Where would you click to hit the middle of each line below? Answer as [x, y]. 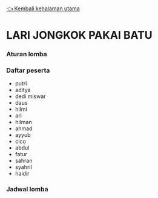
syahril [23, 167]
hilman [23, 122]
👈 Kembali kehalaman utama [43, 8]
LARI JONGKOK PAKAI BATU [79, 35]
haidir [22, 174]
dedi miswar [31, 96]
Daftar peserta [28, 70]
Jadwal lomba [27, 190]
